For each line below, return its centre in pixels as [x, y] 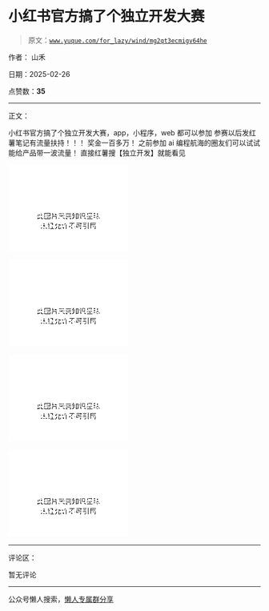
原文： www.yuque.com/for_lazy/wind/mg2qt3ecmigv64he [117, 40]
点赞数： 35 [27, 91]
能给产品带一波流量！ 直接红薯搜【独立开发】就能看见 [97, 152]
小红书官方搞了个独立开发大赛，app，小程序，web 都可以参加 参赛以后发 [129, 132]
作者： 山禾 [27, 57]
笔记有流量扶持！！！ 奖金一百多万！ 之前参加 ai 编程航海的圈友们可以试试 [137, 143]
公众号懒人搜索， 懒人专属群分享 [61, 599]
